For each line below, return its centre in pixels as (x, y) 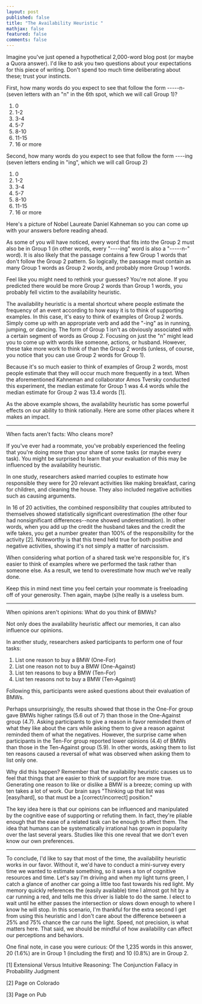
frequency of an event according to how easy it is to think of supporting (95, 310)
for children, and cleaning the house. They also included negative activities (99, 489)
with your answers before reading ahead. (57, 230)
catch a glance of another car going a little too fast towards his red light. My (100, 884)
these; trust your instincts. (38, 76)
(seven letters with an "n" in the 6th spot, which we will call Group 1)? (92, 94)
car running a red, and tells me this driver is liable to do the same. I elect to (99, 897)
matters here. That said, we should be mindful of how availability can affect (99, 929)
